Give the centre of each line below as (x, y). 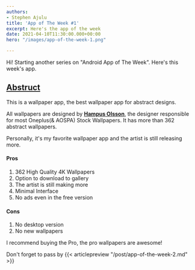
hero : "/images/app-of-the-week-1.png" (56, 40)
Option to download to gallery (52, 178)
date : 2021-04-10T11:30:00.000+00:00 (54, 34)
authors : (17, 12)
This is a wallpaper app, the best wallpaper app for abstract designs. (91, 102)
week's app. (21, 69)
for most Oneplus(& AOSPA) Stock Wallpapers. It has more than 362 (90, 120)
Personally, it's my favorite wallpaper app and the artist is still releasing (94, 138)
